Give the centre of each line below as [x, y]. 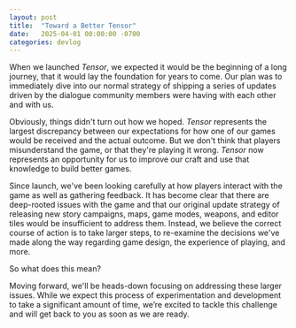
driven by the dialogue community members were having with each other [143, 95]
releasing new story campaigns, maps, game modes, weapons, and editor [144, 214]
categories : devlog [45, 42]
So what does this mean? [55, 269]
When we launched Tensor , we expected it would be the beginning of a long [148, 67]
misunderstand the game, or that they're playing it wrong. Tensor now [136, 150]
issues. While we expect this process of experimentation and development [145, 295]
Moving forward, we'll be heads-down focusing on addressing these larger [145, 286]
